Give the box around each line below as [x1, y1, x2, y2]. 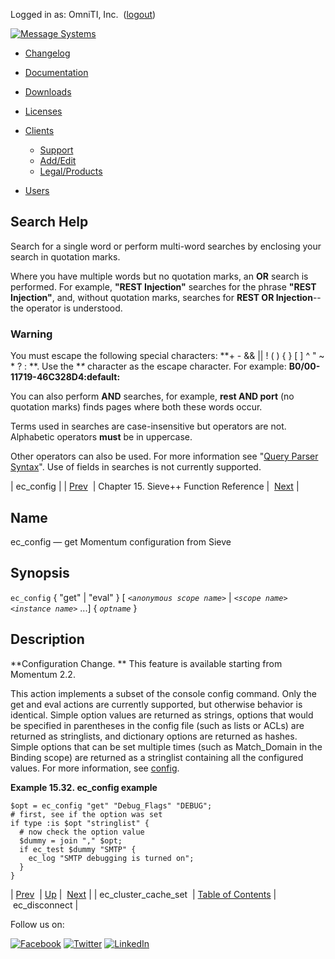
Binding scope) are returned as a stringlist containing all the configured [10, 751, 304, 763]
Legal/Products [39, 165, 103, 177]
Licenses [24, 105, 63, 117]
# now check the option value [19, 827, 145, 837]
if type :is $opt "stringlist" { [10, 818, 150, 828]
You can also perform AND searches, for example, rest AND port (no [10, 390, 295, 403]
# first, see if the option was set [10, 809, 163, 819]
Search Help [10, 214, 89, 231]
